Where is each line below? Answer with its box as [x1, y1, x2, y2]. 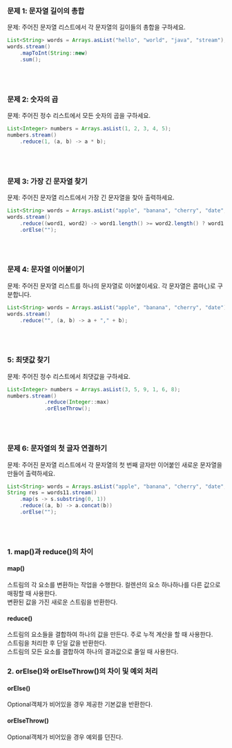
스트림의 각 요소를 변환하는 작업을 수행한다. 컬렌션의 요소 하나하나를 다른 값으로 [7, 581, 221, 589]
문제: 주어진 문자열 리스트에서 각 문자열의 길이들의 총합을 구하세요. [7, 23, 186, 32]
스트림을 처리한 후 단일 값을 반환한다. [7, 639, 107, 647]
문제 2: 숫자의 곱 [7, 95, 59, 104]
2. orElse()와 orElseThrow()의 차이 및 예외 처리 [7, 667, 158, 676]
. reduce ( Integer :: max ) [43, 399, 110, 406]
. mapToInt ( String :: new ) [19, 50, 88, 57]
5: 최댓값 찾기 [7, 355, 50, 365]
